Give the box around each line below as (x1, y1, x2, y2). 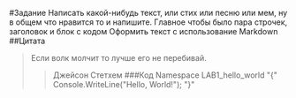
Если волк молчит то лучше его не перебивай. (30, 53, 207, 63)
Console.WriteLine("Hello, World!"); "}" (52, 79, 195, 89)
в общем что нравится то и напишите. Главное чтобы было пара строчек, (9, 17, 288, 27)
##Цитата (9, 35, 46, 46)
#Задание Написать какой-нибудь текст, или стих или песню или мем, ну (9, 8, 288, 18)
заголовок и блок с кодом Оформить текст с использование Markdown (9, 26, 278, 36)
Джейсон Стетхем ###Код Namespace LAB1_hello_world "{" (52, 70, 278, 80)
